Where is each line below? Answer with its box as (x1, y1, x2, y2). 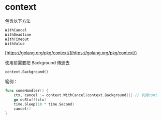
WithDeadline (5, 32, 31, 37)
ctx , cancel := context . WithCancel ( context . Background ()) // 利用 (14, 93, 149, 98)
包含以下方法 (5, 18, 30, 24)
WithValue (5, 41, 25, 46)
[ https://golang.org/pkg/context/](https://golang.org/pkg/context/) (5, 50, 137, 56)
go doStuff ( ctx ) (14, 97, 47, 103)
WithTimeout (5, 37, 29, 42)
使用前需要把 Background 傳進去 (5, 60, 70, 66)
